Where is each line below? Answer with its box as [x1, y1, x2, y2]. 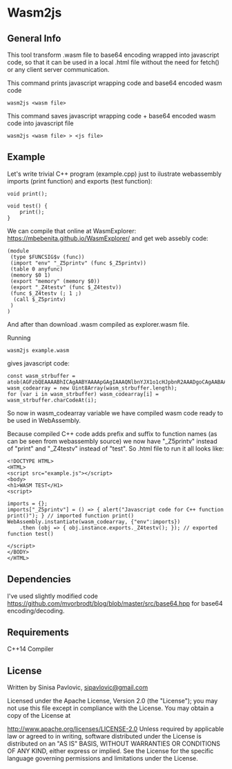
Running [7, 334, 31, 342]
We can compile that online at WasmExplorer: [7, 226, 137, 235]
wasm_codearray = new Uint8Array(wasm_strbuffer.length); [7, 384, 177, 392]
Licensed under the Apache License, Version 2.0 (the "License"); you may [7, 697, 218, 705]
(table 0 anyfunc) [10, 265, 64, 273]
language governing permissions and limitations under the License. [7, 754, 198, 763]
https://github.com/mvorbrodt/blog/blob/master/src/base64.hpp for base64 [7, 599, 223, 607]
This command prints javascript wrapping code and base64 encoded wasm [7, 79, 222, 87]
